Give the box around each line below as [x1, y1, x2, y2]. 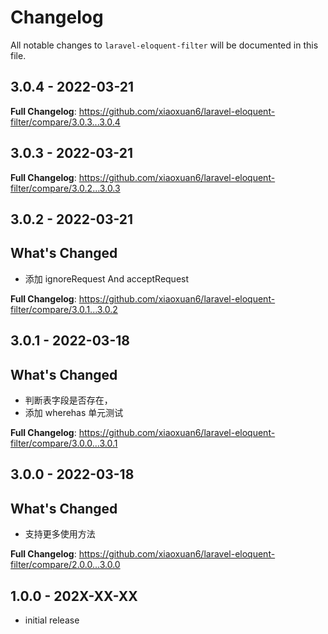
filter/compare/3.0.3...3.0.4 [10, 116, 121, 128]
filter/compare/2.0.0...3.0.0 [10, 559, 121, 571]
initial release [24, 614, 80, 626]
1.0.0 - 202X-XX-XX [10, 587, 138, 605]
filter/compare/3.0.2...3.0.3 [10, 182, 121, 194]
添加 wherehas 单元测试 [24, 406, 124, 418]
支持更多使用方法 [24, 528, 96, 540]
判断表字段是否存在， [24, 394, 113, 406]
